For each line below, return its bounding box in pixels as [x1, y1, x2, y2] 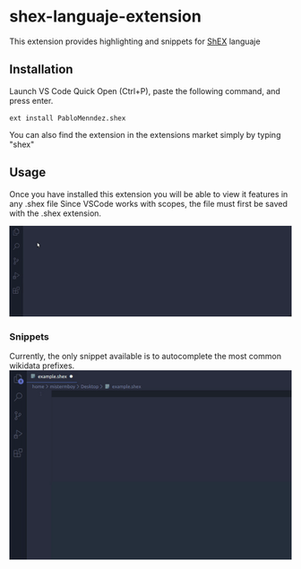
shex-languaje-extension [9, 6, 202, 27]
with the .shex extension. [9, 208, 101, 219]
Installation [9, 62, 73, 77]
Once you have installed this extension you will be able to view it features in [9, 188, 288, 199]
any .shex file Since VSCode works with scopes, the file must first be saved [9, 198, 288, 209]
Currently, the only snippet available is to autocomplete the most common [9, 350, 282, 361]
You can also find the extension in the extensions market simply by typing [9, 129, 281, 140]
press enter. [9, 95, 54, 106]
